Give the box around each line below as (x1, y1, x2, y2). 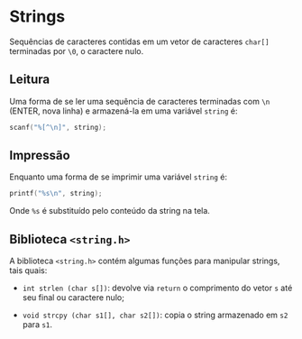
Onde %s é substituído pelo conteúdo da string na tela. (9, 206, 210, 216)
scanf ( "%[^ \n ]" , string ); (9, 123, 106, 132)
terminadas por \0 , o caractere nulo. (9, 45, 144, 56)
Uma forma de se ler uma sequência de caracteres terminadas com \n (9, 96, 270, 106)
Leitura (9, 72, 50, 87)
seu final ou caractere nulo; (22, 292, 124, 303)
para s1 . (22, 319, 52, 330)
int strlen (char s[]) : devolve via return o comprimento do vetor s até (22, 282, 293, 294)
